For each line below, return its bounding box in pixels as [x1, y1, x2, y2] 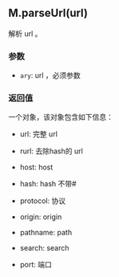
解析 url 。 [8, 28, 42, 39]
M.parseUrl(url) [8, 6, 88, 20]
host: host [19, 162, 54, 172]
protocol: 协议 [19, 196, 66, 206]
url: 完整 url [19, 129, 58, 139]
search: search [19, 243, 69, 253]
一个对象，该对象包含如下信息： [8, 112, 113, 122]
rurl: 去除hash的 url [19, 146, 84, 156]
